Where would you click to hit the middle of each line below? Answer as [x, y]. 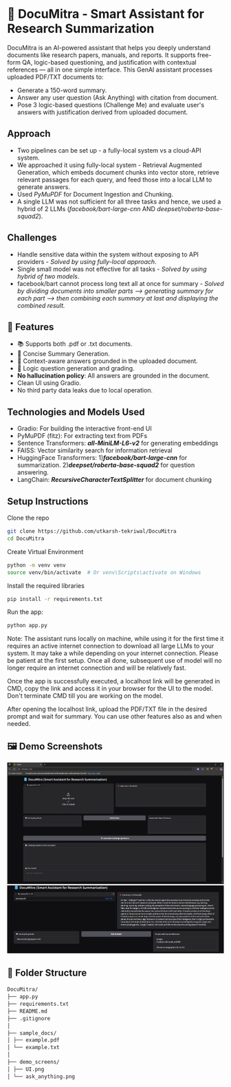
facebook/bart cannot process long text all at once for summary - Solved [120, 283]
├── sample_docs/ [32, 1033]
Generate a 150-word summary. [62, 90]
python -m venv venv [37, 565]
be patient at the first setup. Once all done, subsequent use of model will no [114, 661]
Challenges [32, 238]
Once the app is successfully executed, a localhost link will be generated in [113, 681]
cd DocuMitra [26, 538]
